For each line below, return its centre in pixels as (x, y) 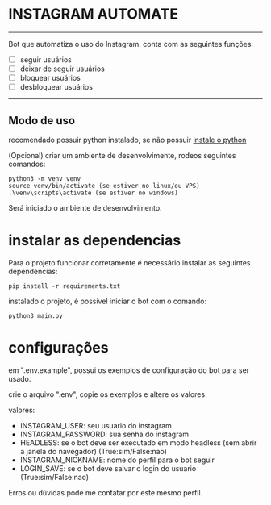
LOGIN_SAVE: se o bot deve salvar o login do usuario (108, 468)
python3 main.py (35, 315)
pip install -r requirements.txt (65, 286)
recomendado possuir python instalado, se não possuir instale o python (127, 140)
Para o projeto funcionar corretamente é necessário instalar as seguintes (129, 262)
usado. (20, 378)
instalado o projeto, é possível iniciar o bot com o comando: (108, 301)
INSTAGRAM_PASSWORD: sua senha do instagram (104, 434)
